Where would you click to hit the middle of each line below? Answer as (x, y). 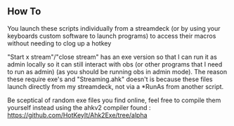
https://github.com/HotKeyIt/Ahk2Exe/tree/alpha (77, 115)
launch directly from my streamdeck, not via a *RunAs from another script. (116, 86)
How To (24, 12)
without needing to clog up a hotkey (59, 43)
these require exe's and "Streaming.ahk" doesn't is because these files (110, 79)
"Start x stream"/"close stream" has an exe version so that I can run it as (112, 57)
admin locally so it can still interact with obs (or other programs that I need (115, 64)
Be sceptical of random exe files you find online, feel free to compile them (114, 100)
